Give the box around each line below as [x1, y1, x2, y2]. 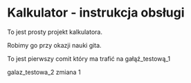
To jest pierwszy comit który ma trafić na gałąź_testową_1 [7, 54, 171, 63]
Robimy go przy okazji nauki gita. [7, 41, 102, 49]
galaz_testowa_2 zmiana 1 [7, 68, 81, 76]
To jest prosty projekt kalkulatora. [7, 28, 102, 36]
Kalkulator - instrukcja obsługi [7, 5, 185, 21]
